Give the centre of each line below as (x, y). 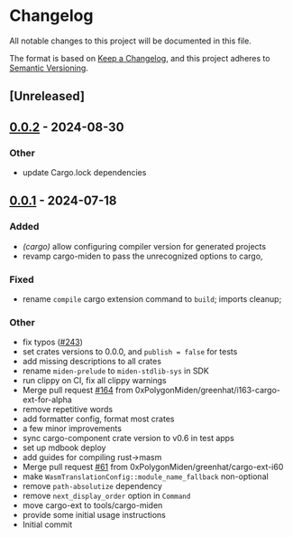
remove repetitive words (68, 410)
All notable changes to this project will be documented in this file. (131, 41)
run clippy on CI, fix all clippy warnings (94, 381)
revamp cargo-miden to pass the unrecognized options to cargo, (142, 256)
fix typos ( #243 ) (53, 342)
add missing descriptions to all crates (92, 362)
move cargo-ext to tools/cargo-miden (92, 505)
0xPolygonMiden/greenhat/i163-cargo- (208, 391)
